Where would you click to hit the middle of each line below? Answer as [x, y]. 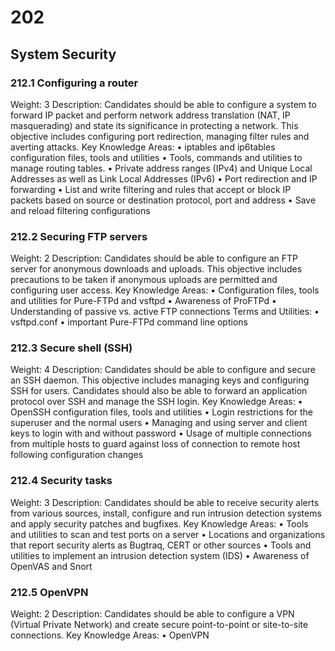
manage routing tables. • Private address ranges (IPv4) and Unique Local [161, 168]
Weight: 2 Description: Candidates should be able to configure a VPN [152, 614]
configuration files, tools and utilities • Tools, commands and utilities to [156, 157]
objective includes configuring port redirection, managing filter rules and [160, 136]
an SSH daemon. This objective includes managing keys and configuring [160, 380]
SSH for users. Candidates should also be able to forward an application [159, 391]
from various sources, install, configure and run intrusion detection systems [166, 513]
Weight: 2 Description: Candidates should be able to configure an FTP [154, 258]
